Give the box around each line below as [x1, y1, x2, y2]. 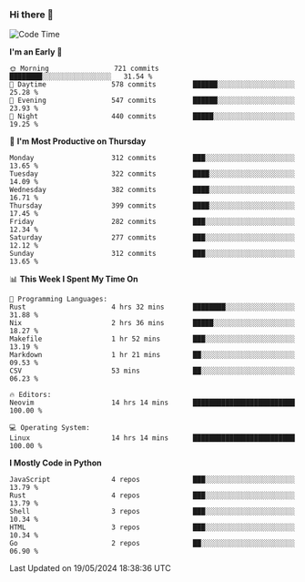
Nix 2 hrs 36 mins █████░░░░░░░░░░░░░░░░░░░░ [9, 319, 296, 328]
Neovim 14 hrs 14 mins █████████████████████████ [9, 398, 296, 408]
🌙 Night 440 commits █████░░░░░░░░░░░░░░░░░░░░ [9, 112, 296, 121]
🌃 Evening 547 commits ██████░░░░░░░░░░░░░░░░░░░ [9, 96, 296, 106]
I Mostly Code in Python [9, 457, 102, 468]
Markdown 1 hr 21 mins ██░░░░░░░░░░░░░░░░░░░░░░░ [9, 351, 296, 360]
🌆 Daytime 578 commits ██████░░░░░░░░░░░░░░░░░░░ [9, 80, 296, 89]
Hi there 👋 [9, 8, 55, 21]
